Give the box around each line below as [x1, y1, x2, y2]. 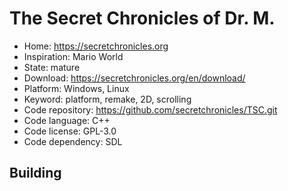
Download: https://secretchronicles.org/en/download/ [23, 72, 246, 84]
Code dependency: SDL [23, 135, 123, 147]
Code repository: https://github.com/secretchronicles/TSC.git [23, 103, 278, 116]
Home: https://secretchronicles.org [23, 40, 169, 52]
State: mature [23, 61, 81, 73]
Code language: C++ [23, 114, 111, 126]
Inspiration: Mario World [23, 50, 124, 62]
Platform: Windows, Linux [23, 82, 130, 94]
